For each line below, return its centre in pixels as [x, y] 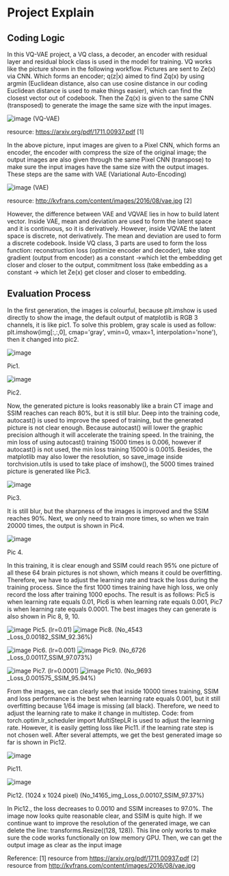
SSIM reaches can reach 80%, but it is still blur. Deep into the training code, [113, 413]
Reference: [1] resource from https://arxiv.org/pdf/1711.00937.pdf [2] [103, 858]
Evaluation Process [49, 293]
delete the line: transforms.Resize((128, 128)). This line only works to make [112, 830]
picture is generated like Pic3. [49, 471]
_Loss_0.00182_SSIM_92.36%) [50, 637]
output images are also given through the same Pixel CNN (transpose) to [109, 160]
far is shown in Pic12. [37, 742]
